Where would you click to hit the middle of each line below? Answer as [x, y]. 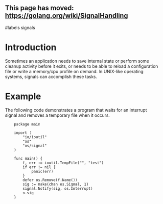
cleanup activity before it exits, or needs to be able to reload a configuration [81, 66]
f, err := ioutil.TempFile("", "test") [63, 163]
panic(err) [42, 171]
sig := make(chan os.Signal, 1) [56, 184]
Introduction [31, 47]
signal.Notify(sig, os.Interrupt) [58, 188]
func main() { [28, 158]
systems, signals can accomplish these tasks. [51, 76]
